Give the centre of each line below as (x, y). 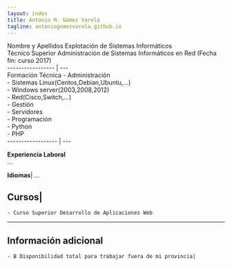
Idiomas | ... (23, 175)
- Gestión (21, 105)
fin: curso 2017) (29, 61)
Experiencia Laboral (36, 155)
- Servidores (25, 112)
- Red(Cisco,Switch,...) (39, 97)
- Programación (29, 119)
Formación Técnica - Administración (59, 75)
